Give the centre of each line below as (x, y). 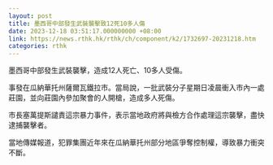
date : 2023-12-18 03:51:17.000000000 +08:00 (85, 31)
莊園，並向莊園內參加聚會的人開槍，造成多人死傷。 (94, 98)
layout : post (30, 16)
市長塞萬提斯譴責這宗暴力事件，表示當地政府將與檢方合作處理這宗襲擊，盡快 (136, 115)
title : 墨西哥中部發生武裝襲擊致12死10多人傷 (77, 24)
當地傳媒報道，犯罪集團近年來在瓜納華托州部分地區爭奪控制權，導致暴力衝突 (136, 142)
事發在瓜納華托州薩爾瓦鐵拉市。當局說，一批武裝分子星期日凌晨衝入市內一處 (136, 88)
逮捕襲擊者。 (30, 125)
